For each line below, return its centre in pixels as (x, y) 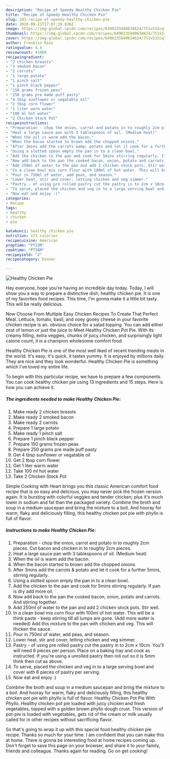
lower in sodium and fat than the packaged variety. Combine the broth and (83, 503)
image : (13, 29)
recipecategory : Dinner (31, 259)
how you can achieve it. (30, 388)
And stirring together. (35, 602)
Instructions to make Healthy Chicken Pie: (51, 530)
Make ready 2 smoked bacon (43, 417)
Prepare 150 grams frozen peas (46, 444)
